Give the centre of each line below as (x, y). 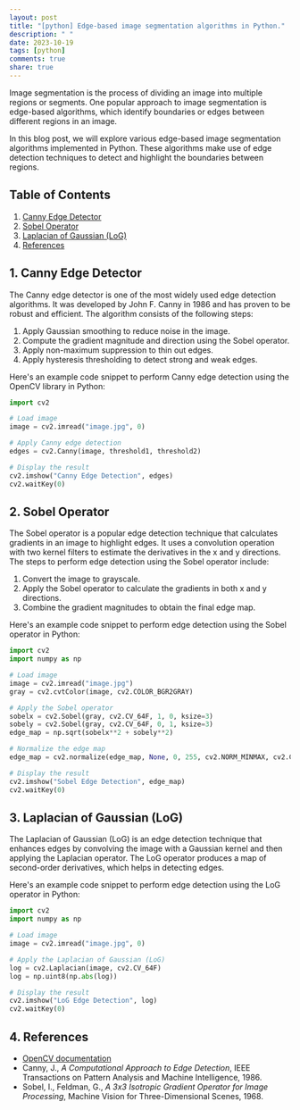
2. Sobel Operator (59, 511)
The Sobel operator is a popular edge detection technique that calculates (144, 533)
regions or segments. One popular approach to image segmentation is (138, 102)
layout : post (33, 17)
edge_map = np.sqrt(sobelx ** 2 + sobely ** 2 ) (92, 733)
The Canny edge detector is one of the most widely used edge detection (143, 295)
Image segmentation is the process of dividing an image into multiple (136, 92)
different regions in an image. (63, 121)
